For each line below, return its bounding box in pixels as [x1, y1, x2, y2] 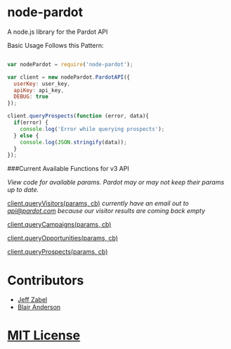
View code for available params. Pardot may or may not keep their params [7, 178, 225, 186]
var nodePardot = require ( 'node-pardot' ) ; [7, 61, 133, 68]
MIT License [7, 328, 81, 343]
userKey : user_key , [13, 80, 71, 87]
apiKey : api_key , [13, 87, 65, 94]
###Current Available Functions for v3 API [7, 165, 130, 173]
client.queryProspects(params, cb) [7, 248, 108, 256]
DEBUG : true [13, 93, 49, 101]
